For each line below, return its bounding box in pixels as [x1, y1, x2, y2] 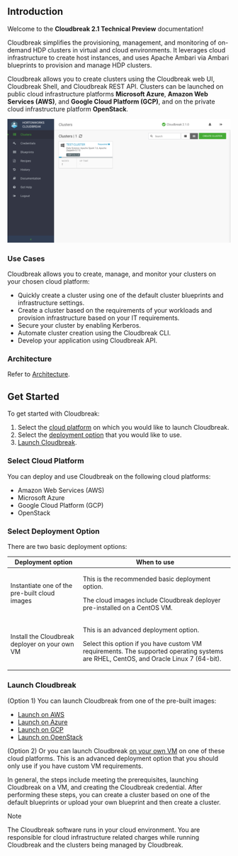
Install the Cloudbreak [10, 633, 74, 641]
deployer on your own [10, 640, 74, 648]
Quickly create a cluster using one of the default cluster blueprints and [17, 291, 224, 300]
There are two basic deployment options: [7, 542, 127, 550]
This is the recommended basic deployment [82, 574, 211, 583]
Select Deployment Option [7, 526, 101, 536]
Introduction [7, 6, 64, 18]
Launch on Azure [17, 718, 68, 726]
